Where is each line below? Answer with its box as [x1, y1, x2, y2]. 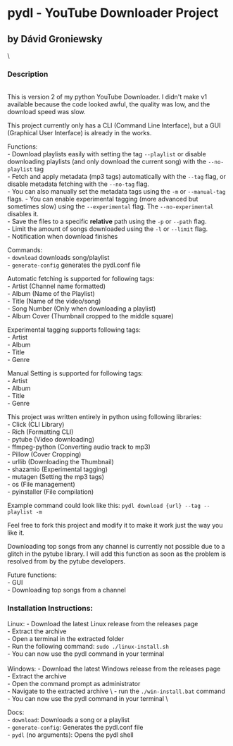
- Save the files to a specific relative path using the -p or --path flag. [7, 217, 207, 226]
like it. [7, 528, 25, 537]
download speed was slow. [7, 108, 86, 116]
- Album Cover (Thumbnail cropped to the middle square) [7, 312, 174, 321]
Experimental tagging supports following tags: [7, 325, 141, 334]
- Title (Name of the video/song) [7, 297, 101, 306]
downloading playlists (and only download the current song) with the [7, 157, 206, 166]
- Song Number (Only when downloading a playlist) [7, 304, 156, 313]
